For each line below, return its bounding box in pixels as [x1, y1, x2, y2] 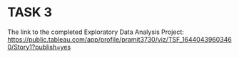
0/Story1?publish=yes [7, 42, 71, 51]
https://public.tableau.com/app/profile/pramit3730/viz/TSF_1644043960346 [7, 35, 232, 43]
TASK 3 [7, 4, 52, 21]
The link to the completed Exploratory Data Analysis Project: [7, 28, 184, 36]
